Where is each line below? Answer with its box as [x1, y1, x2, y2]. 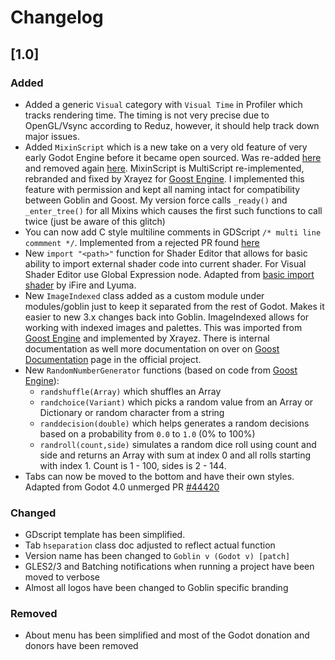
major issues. [24, 130, 80, 142]
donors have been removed [24, 640, 139, 652]
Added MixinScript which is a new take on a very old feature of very [24, 141, 308, 153]
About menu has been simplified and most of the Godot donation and [24, 629, 310, 641]
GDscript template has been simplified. [24, 529, 186, 541]
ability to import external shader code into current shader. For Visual [24, 257, 307, 270]
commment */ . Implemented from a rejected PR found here [24, 236, 260, 248]
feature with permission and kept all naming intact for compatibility [24, 183, 301, 195]
